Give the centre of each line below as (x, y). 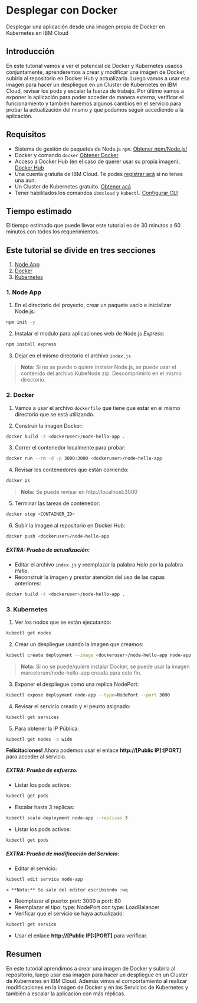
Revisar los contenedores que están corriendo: (71, 470)
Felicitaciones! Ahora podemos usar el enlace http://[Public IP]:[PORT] (94, 750)
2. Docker (20, 395)
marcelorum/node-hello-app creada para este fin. (81, 673)
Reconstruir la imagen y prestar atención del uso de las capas (90, 577)
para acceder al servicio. (36, 757)
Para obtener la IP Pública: (47, 728)
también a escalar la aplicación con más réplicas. (66, 994)
